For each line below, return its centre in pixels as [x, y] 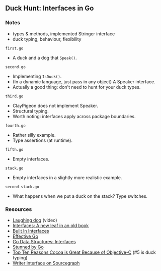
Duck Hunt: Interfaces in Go [50, 8]
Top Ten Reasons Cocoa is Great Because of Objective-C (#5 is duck [84, 252]
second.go [16, 67]
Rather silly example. [34, 135]
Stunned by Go [28, 247]
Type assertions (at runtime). [43, 140]
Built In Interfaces [31, 231]
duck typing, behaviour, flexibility [47, 39]
